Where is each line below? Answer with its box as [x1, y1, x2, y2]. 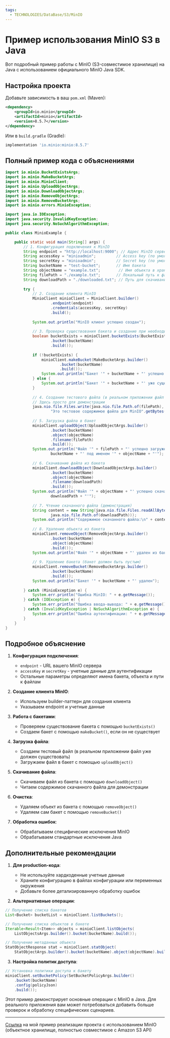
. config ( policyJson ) [14, 982, 58, 987]
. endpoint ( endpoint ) [50, 301, 94, 306]
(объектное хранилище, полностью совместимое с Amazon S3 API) [5, 1027, 152, 1033]
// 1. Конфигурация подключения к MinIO [23, 244, 110, 250]
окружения [20, 883, 45, 889]
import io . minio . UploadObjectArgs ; [5, 184, 80, 189]
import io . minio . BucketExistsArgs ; [5, 170, 80, 175]
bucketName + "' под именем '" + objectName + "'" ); [50, 451, 164, 456]
